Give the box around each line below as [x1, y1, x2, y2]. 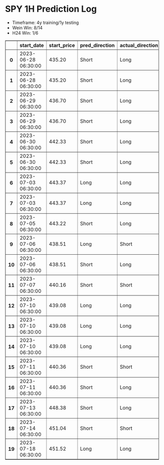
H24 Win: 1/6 [12, 30, 39, 36]
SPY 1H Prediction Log [5, 3, 97, 15]
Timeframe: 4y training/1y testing [12, 20, 79, 25]
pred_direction [80, 42, 115, 48]
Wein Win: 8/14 [12, 24, 43, 30]
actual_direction [119, 42, 159, 48]
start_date [19, 42, 44, 48]
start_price [48, 42, 75, 48]
